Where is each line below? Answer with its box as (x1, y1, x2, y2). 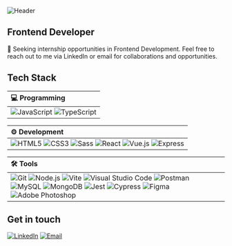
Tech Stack (7, 72, 57, 84)
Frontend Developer (7, 26, 95, 38)
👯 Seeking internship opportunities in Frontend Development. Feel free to (7, 45, 215, 53)
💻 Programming (10, 93, 66, 103)
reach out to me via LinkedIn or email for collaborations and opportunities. (7, 52, 217, 60)
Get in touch (7, 214, 61, 225)
